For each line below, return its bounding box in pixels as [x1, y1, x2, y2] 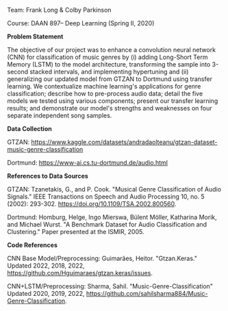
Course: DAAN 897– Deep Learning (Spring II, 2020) [7, 19, 155, 27]
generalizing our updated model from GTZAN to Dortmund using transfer [7, 75, 212, 83]
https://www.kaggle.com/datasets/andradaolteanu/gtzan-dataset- [31, 138, 218, 146]
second [7, 68, 29, 76]
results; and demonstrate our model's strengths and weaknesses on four [7, 104, 212, 112]
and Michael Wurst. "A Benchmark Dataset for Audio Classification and [7, 220, 207, 229]
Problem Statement [7, 32, 64, 41]
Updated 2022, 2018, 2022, [7, 262, 85, 270]
